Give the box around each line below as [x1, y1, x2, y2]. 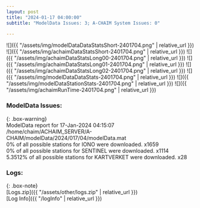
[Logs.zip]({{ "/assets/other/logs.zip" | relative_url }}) [6, 188, 138, 195]
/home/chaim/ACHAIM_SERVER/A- [6, 127, 92, 135]
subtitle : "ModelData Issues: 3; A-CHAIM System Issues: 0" [6, 20, 161, 26]
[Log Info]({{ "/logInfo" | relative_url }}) [6, 195, 102, 202]
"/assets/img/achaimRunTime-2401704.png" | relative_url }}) [6, 87, 157, 94]
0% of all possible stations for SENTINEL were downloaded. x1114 [6, 147, 169, 154]
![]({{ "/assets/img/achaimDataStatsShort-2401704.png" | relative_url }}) [6, 48, 186, 55]
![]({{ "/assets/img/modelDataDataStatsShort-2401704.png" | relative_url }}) [6, 41, 195, 49]
